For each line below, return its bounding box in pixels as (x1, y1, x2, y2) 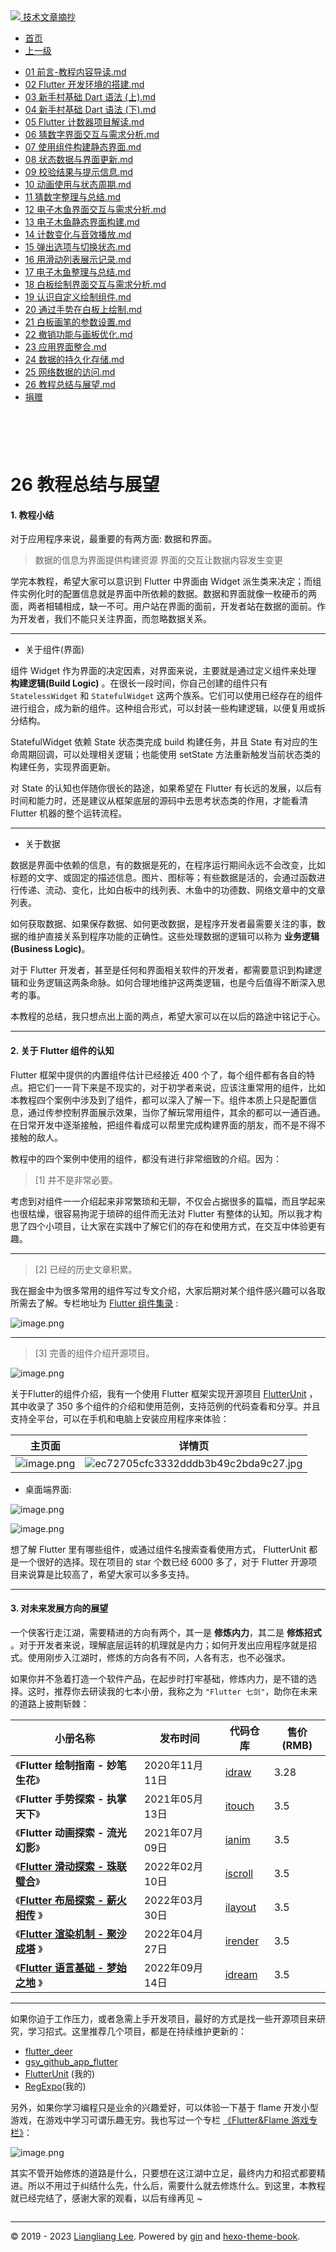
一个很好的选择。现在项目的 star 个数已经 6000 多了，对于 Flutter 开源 (18, 1555, 309, 1568)
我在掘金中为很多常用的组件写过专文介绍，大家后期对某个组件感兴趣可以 (10, 1284, 308, 1296)
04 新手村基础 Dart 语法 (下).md (24, 104, 157, 115)
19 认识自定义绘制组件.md (24, 291, 132, 303)
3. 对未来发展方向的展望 (10, 1602, 109, 1614)
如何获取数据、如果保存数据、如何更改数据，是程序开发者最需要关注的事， (10, 918, 317, 930)
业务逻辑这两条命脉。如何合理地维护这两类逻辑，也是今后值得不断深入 (27, 977, 317, 989)
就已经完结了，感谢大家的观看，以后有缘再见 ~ (10, 2192, 203, 2204)
